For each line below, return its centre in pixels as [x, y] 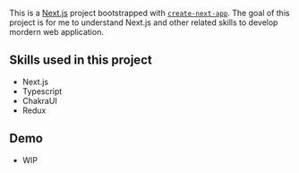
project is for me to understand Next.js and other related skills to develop [144, 22]
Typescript [42, 91]
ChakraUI [40, 100]
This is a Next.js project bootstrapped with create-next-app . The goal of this [149, 13]
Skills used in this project [81, 61]
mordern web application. [57, 32]
